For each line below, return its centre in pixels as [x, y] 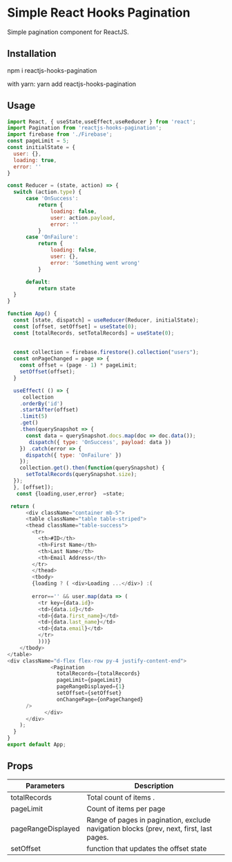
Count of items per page [126, 809]
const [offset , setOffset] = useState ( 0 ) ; [75, 326]
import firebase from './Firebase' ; [60, 134]
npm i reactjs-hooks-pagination [52, 70]
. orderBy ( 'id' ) [41, 403]
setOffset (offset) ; [48, 372]
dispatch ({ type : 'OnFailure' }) [74, 455]
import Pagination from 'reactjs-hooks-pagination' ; [85, 128]
